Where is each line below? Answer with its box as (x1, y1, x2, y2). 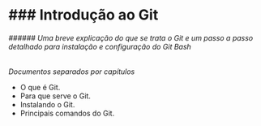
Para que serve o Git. (19, 91, 92, 101)
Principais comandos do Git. (19, 108, 115, 119)
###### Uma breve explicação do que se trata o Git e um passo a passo (8, 33, 254, 42)
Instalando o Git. (19, 100, 75, 110)
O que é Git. (19, 83, 61, 93)
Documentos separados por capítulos (8, 67, 135, 76)
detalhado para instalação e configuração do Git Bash (8, 41, 192, 51)
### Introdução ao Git (8, 6, 159, 24)
